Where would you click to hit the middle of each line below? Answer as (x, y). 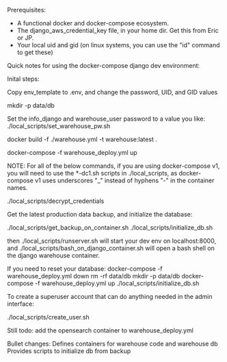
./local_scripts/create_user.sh (49, 317)
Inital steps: (23, 79)
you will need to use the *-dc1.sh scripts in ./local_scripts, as (92, 173)
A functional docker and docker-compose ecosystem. (93, 23)
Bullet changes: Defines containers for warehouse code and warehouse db (112, 343)
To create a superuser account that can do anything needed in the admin (110, 297)
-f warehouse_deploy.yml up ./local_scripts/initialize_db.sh (117, 283)
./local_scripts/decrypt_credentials (56, 201)
